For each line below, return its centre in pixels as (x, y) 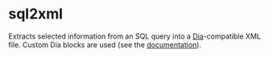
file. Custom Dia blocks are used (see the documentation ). (105, 44)
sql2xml (35, 14)
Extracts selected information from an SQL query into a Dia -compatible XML (135, 36)
